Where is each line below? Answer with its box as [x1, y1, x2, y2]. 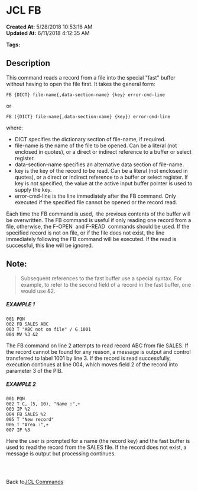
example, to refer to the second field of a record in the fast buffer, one [20, 281, 191, 288]
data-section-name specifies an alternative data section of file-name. [14, 161, 184, 168]
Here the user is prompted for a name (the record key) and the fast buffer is [6, 437, 190, 444]
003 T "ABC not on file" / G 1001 [6, 326, 92, 332]
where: [6, 124, 24, 131]
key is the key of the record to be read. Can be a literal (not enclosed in [14, 167, 188, 174]
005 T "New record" [6, 416, 54, 422]
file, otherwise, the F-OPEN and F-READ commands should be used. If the [6, 223, 190, 230]
